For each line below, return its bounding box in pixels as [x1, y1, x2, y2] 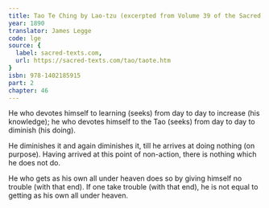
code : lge [8, 34, 42, 43]
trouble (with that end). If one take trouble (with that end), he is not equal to [8, 182, 259, 192]
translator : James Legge [8, 27, 92, 35]
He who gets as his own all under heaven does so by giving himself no [8, 173, 242, 183]
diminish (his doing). [8, 125, 77, 135]
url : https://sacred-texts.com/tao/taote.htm [15, 57, 172, 65]
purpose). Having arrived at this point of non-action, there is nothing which [8, 149, 257, 159]
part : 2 [8, 79, 35, 87]
